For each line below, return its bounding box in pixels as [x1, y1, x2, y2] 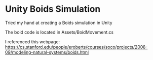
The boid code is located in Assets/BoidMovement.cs [5, 29, 114, 35]
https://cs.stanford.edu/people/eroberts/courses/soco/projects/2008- [5, 44, 148, 50]
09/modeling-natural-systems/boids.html [5, 49, 89, 55]
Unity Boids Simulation [5, 3, 101, 15]
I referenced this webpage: [5, 38, 60, 45]
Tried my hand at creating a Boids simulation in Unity [5, 20, 113, 26]
